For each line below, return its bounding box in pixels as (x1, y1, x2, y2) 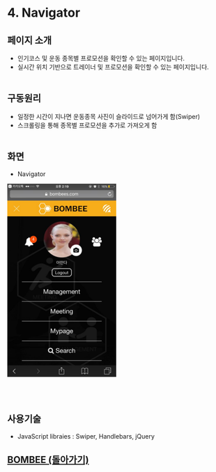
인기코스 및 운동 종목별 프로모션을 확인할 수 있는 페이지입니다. (17, 54, 185, 62)
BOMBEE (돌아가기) (7, 454, 89, 466)
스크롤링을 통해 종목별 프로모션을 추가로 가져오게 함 (17, 120, 157, 129)
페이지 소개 (7, 34, 52, 46)
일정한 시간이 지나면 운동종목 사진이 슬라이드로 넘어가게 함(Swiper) (17, 112, 201, 120)
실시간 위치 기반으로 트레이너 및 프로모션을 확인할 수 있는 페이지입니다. (17, 63, 209, 71)
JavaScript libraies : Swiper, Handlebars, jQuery (17, 432, 155, 440)
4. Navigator (7, 5, 81, 21)
